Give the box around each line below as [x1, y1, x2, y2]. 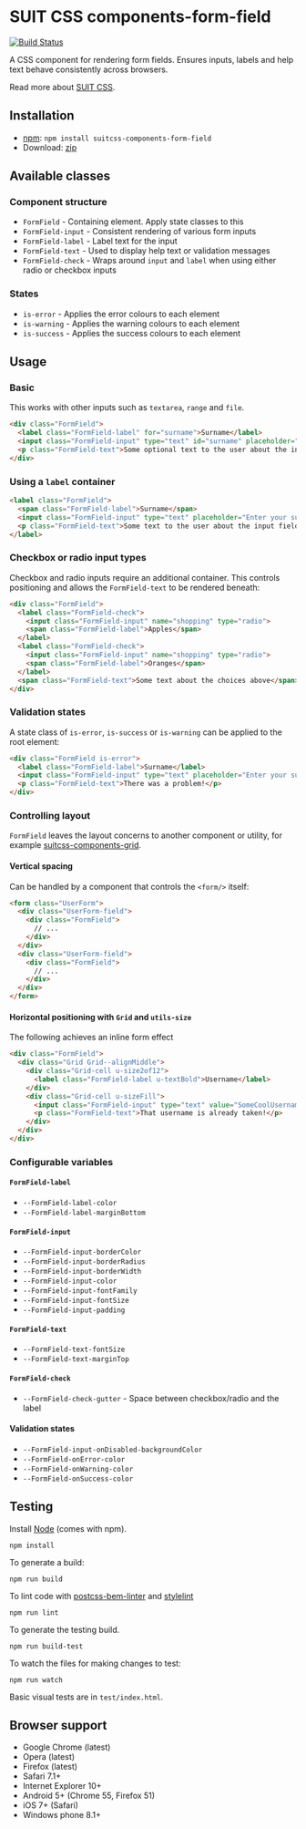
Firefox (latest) [22, 1762, 78, 1772]
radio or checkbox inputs [22, 264, 117, 275]
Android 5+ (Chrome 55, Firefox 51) [22, 1790, 156, 1802]
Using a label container [9, 475, 116, 488]
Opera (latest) [22, 1751, 76, 1762]
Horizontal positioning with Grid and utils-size [9, 1011, 192, 1022]
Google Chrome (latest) [22, 1741, 111, 1752]
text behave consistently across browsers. [9, 64, 168, 75]
